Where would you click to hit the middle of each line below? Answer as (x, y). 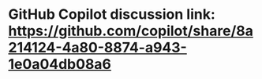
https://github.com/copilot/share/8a (131, 31)
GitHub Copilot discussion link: (112, 14)
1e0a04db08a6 (60, 65)
